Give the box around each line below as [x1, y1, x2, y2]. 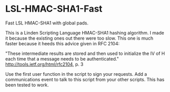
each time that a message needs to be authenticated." [5, 55, 119, 62]
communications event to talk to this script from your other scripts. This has [5, 76, 165, 82]
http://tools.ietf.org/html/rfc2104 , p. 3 [5, 61, 84, 67]
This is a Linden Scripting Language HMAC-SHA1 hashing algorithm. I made [5, 29, 164, 36]
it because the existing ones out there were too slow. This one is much [5, 35, 154, 41]
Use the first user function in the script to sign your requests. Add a [5, 71, 147, 77]
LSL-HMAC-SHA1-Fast [5, 3, 103, 15]
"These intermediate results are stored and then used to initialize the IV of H [5, 50, 165, 56]
